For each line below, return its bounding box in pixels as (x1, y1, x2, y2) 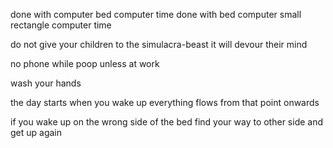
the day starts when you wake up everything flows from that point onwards (10, 97, 320, 108)
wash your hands (10, 77, 82, 89)
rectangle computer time (10, 19, 112, 31)
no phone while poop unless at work (10, 58, 160, 69)
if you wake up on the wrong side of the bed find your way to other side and (10, 116, 324, 128)
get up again (10, 127, 63, 138)
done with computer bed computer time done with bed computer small (10, 9, 302, 20)
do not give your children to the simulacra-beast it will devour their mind (10, 39, 308, 50)
